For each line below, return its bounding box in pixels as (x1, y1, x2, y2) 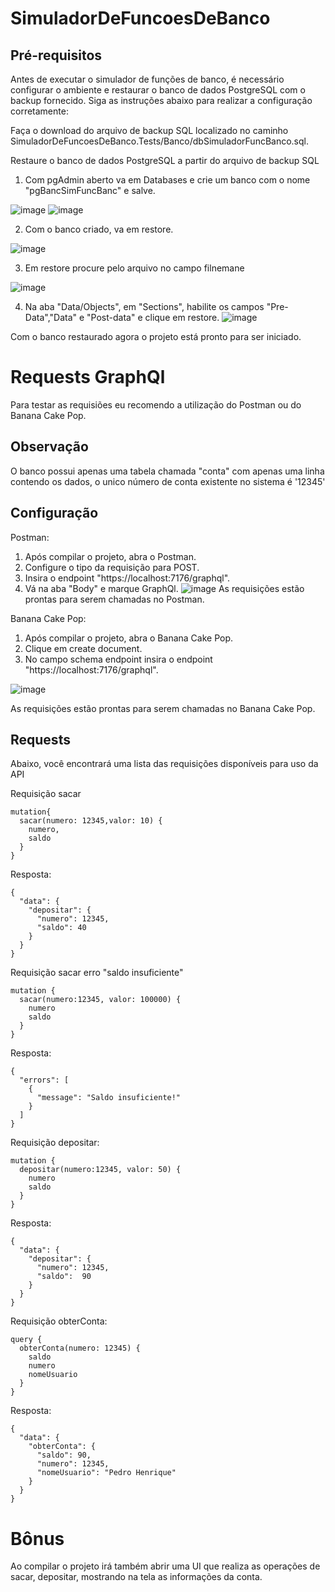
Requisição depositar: (10, 1137, 100, 1149)
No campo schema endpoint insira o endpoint (24, 653, 213, 665)
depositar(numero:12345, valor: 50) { (19, 1165, 182, 1175)
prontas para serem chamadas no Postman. (24, 593, 205, 605)
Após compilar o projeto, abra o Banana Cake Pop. (24, 632, 234, 644)
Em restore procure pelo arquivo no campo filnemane (24, 262, 245, 274)
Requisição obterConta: (10, 1315, 108, 1327)
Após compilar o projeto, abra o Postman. (24, 550, 197, 562)
